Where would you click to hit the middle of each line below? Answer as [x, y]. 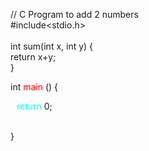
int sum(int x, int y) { [52, 46]
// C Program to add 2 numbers [74, 14]
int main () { [34, 87]
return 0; [34, 106]
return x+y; [33, 57]
